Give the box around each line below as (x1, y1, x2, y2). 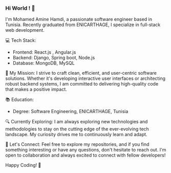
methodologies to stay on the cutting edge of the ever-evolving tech (5, 126, 149, 132)
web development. (5, 27, 45, 33)
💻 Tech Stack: (5, 37, 36, 44)
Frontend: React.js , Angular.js (12, 49, 76, 55)
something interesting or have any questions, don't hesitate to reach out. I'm (5, 147, 166, 153)
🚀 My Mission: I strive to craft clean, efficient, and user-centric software (5, 70, 157, 76)
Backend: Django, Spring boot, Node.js (12, 55, 95, 61)
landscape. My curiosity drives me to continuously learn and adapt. (5, 132, 147, 138)
